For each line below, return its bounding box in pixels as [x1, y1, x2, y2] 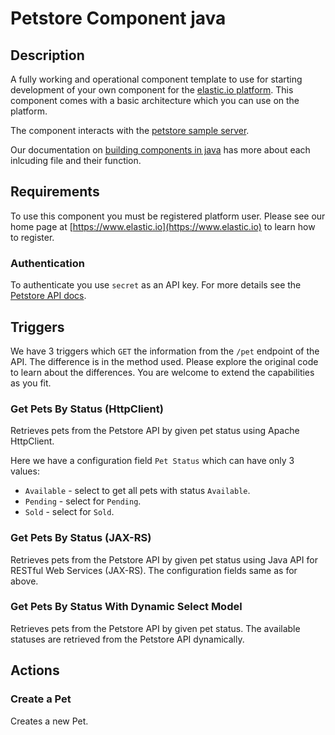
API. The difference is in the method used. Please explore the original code [10, 355, 319, 367]
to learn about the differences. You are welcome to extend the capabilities [10, 366, 315, 378]
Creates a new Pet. [10, 715, 89, 727]
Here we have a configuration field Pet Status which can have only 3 [10, 455, 295, 467]
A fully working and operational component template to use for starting [10, 73, 303, 85]
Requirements [10, 183, 100, 201]
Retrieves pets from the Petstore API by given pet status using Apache [10, 425, 300, 437]
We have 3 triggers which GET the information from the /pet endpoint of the [10, 345, 320, 357]
